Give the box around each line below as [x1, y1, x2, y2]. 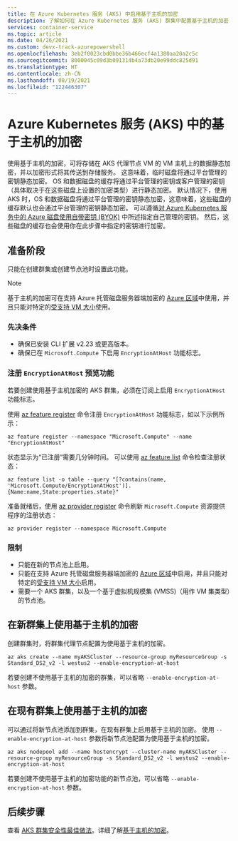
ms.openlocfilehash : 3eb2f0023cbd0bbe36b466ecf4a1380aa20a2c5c [7, 51, 199, 58]
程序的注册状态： [7, 511, 58, 519]
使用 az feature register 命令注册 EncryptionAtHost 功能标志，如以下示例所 [7, 409, 225, 418]
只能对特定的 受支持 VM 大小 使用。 [13, 302, 115, 311]
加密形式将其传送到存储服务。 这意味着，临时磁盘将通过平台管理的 [31, 168, 227, 177]
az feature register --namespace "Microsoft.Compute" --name [7, 433, 193, 440]
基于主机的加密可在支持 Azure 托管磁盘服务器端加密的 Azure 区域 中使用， [7, 294, 224, 302]
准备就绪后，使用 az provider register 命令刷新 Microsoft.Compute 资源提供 [7, 501, 226, 510]
